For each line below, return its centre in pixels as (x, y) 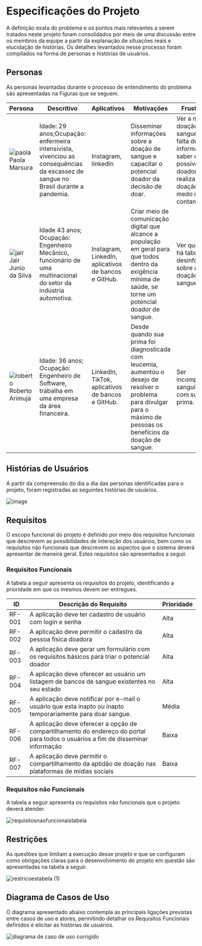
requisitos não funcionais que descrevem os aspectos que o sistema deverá (100, 548)
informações (148, 133)
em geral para (150, 249)
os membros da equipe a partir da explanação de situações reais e (89, 40)
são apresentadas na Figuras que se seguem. (63, 93)
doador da (145, 179)
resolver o (145, 387)
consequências (61, 163)
